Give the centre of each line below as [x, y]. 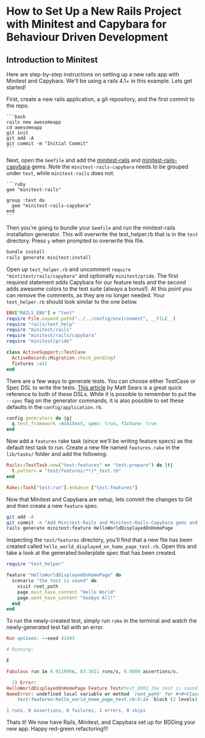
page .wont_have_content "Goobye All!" [67, 598]
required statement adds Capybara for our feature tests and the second [96, 282]
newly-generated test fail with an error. [55, 628]
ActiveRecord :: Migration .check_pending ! [64, 358]
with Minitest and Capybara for [86, 24]
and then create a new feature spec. [52, 505]
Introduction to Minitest [52, 60]
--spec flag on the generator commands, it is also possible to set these [95, 400]
